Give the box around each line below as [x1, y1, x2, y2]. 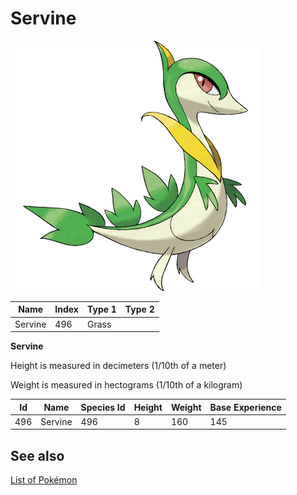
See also [10, 447, 65, 464]
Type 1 [86, 303, 117, 316]
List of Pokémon [10, 474, 78, 486]
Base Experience [209, 401, 282, 413]
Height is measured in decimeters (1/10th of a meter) [10, 360, 227, 372]
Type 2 [124, 303, 155, 316]
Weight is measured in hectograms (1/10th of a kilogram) [10, 379, 243, 391]
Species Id [80, 401, 126, 413]
